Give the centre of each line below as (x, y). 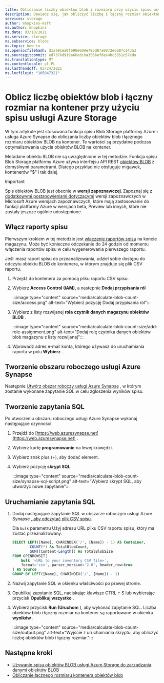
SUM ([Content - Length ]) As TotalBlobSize (72, 551)
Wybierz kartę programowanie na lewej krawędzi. (62, 448)
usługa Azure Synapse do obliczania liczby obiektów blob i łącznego (74, 137)
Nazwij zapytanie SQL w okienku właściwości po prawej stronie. (77, 583)
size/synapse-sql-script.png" (42, 482)
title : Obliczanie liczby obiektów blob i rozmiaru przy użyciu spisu (78, 10)
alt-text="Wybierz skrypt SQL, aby (107, 482)
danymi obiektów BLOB (36, 670)
